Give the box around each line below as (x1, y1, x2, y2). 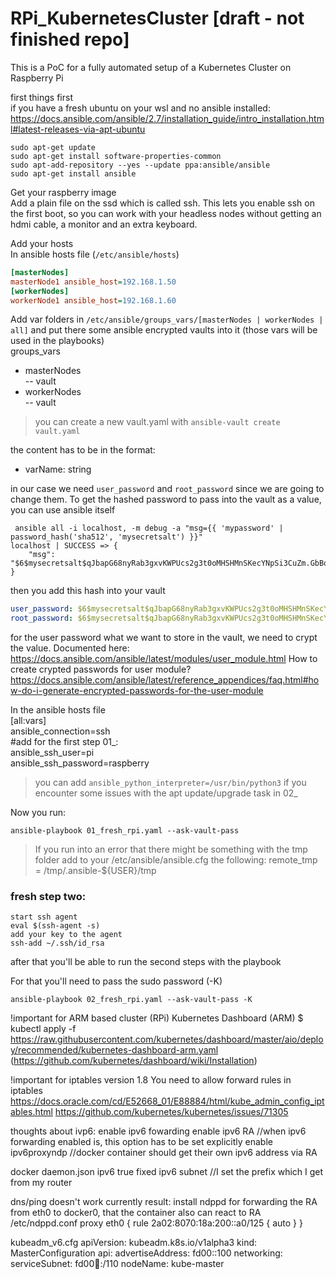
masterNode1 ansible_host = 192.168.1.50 (10, 277, 177, 287)
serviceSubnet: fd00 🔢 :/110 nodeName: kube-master (10, 1258, 225, 1270)
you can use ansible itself (10, 504, 116, 516)
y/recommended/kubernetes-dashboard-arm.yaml (10, 1044, 219, 1056)
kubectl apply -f (10, 1023, 77, 1035)
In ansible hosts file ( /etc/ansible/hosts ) (10, 248, 180, 260)
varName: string (24, 463, 92, 476)
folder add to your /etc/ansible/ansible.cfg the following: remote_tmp (34, 854, 318, 866)
